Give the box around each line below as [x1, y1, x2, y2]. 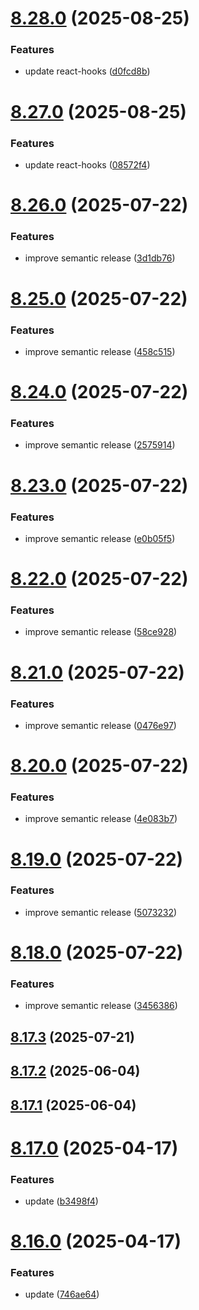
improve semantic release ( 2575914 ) [24, 439, 176, 451]
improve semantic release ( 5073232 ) [24, 906, 178, 918]
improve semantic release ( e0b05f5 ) [24, 532, 176, 544]
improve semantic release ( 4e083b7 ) [24, 813, 178, 825]
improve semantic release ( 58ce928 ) [24, 626, 178, 638]
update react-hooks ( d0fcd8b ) [24, 65, 151, 77]
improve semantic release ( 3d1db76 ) [24, 252, 176, 264]
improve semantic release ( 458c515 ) [24, 345, 176, 357]
